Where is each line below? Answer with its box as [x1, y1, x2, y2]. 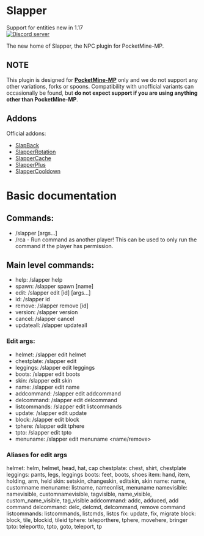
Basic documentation [6, 189, 117, 202]
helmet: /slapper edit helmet [15, 351, 87, 358]
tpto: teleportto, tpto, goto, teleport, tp [6, 523, 103, 530]
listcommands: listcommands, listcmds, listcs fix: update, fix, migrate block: [6, 510, 197, 517]
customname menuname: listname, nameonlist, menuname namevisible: [6, 483, 188, 491]
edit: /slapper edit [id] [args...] [15, 289, 91, 296]
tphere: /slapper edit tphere [15, 422, 85, 430]
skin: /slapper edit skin [15, 376, 73, 384]
